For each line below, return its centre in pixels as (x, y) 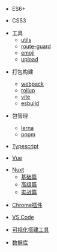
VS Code (23, 217)
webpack (32, 84)
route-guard (36, 46)
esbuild (30, 103)
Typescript (25, 146)
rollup (28, 90)
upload (29, 59)
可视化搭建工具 (30, 230)
